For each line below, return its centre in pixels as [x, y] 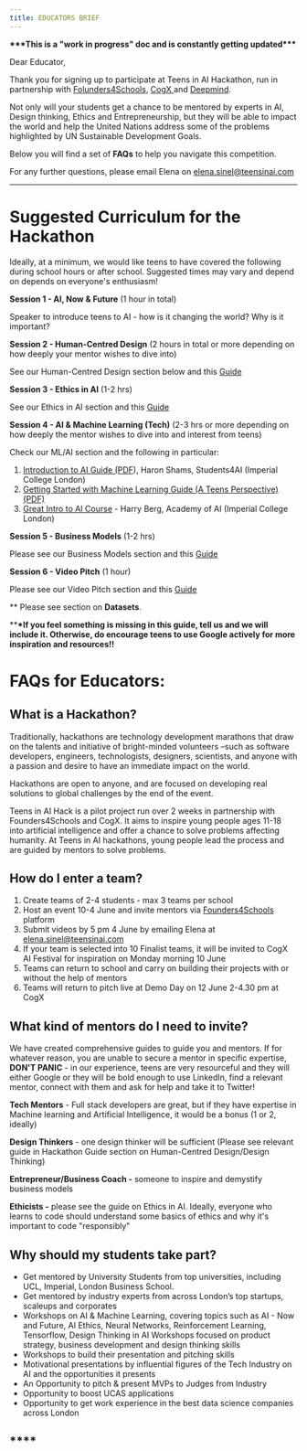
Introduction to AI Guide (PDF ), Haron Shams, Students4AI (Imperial [150, 469]
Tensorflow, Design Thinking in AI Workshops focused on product [147, 1335]
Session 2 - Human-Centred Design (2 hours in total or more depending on [152, 344]
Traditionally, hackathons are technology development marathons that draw [152, 736]
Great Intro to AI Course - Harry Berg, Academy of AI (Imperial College [155, 508]
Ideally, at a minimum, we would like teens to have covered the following [145, 261]
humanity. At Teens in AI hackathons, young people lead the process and [147, 840]
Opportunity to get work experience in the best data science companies [158, 1403]
